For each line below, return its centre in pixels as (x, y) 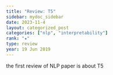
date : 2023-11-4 (26, 22)
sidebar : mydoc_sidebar (35, 17)
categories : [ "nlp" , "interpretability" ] (57, 33)
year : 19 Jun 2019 (28, 49)
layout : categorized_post (37, 28)
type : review (22, 44)
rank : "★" (18, 38)
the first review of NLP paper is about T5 (55, 66)
